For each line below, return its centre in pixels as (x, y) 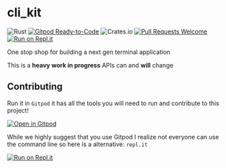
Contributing (35, 87)
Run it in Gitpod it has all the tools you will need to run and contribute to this (113, 103)
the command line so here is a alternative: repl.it (77, 144)
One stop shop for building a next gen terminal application (89, 52)
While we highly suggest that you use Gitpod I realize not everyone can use (113, 137)
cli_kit (25, 13)
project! (18, 110)
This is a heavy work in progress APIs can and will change (90, 65)
